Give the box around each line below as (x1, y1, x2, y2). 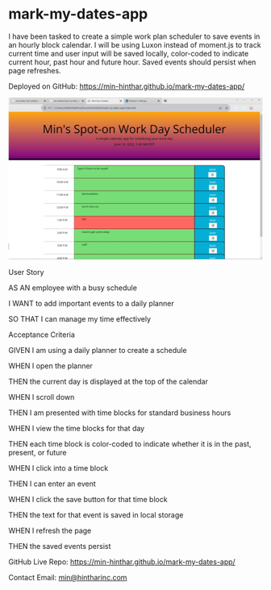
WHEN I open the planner (8, 360, 93, 371)
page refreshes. (8, 65, 62, 75)
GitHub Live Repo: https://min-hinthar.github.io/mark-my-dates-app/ (8, 557, 236, 567)
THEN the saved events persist (8, 541, 111, 551)
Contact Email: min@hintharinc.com (8, 572, 127, 582)
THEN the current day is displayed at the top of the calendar (8, 376, 208, 386)
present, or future (8, 447, 67, 457)
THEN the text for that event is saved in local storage (8, 509, 184, 520)
